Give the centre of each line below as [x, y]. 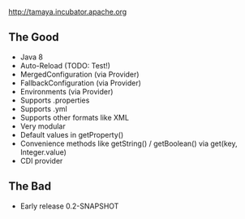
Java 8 [31, 57]
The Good [34, 37]
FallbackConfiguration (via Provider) [81, 83]
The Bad [30, 186]
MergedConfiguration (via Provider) [80, 74]
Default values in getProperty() [72, 134]
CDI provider [41, 160]
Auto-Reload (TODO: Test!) [65, 65]
